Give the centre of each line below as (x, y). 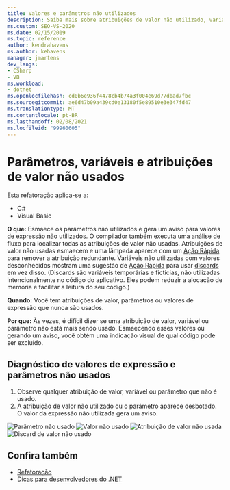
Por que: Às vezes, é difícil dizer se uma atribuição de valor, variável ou (108, 321)
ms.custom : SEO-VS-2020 (41, 26)
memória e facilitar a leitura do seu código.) (68, 287)
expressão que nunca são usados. (55, 308)
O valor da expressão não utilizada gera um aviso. (88, 413)
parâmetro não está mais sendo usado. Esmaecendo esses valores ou (106, 328)
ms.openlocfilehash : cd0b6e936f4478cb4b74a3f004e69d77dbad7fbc (99, 96)
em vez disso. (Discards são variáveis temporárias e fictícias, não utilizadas (114, 273)
